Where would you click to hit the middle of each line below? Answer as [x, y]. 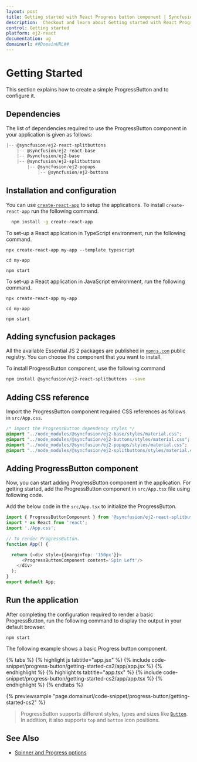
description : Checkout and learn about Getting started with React [91, 22]
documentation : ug [28, 39]
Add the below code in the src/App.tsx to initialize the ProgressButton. [91, 506]
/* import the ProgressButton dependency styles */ [70, 428]
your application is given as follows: [49, 134]
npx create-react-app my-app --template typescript [70, 250]
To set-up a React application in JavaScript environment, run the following [96, 281]
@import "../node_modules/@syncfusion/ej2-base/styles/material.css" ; [94, 434]
